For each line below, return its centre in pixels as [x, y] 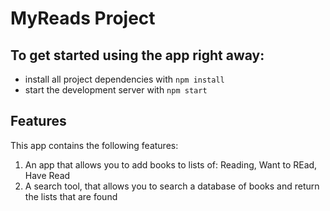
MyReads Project [83, 18]
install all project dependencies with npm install [124, 79]
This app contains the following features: [94, 145]
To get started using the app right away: [137, 55]
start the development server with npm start [116, 90]
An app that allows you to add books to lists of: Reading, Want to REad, [171, 164]
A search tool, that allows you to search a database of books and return [172, 186]
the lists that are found [71, 196]
